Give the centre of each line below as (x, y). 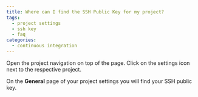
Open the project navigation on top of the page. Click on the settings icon (98, 63)
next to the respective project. (44, 69)
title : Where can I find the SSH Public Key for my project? (85, 12)
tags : (13, 18)
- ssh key (24, 29)
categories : (21, 40)
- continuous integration (45, 46)
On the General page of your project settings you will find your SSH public (99, 81)
